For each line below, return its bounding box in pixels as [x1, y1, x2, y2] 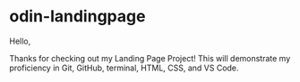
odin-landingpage [9, 6, 146, 27]
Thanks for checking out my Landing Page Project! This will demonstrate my [9, 53, 291, 63]
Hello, [9, 36, 31, 46]
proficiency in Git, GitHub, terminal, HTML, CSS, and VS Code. [9, 62, 239, 73]
